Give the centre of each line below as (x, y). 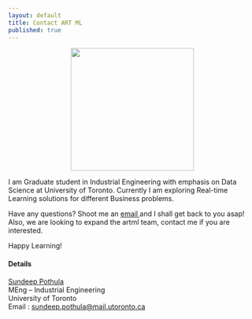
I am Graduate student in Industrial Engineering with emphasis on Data (122, 182)
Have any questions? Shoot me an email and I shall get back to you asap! (126, 214)
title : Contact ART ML (45, 23)
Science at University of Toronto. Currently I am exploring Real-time (118, 190)
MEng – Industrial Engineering (57, 290)
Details (20, 263)
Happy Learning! (35, 246)
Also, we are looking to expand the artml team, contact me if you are (119, 222)
